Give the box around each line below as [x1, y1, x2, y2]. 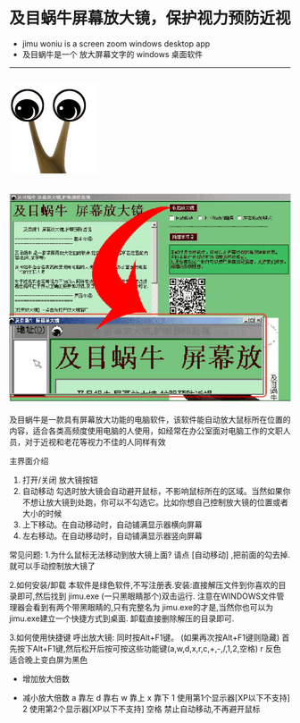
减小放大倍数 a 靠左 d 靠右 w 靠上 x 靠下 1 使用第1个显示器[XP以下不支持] [21, 693, 290, 703]
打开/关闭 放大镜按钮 [21, 475, 98, 485]
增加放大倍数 [21, 674, 70, 685]
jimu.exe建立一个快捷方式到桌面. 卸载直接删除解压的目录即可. [9, 613, 235, 624]
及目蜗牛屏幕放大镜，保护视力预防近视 [9, 8, 292, 29]
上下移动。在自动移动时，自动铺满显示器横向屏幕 [21, 519, 203, 530]
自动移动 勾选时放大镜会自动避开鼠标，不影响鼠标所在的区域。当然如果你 [21, 486, 291, 497]
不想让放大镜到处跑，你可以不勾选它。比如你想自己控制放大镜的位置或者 [21, 497, 288, 508]
